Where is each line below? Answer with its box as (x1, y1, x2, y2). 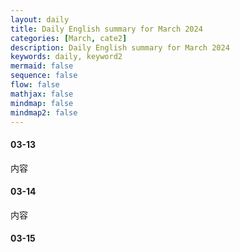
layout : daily (10, 14, 70, 25)
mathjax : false (10, 89, 74, 99)
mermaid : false (10, 61, 74, 71)
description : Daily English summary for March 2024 (10, 42, 230, 53)
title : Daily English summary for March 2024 (10, 24, 203, 34)
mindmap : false (10, 98, 74, 108)
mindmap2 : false (10, 107, 78, 118)
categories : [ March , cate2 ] (10, 33, 128, 43)
